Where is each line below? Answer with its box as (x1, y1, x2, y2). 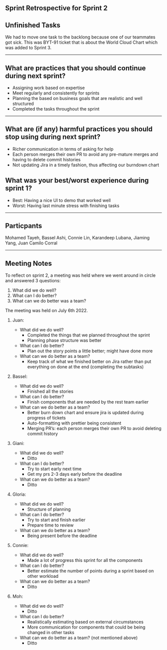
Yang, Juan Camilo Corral (5, 240, 58, 246)
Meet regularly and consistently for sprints (12, 90, 99, 96)
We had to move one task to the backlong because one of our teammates (5, 34, 156, 40)
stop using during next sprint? (5, 133, 101, 141)
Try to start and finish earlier (27, 517, 85, 523)
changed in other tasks (27, 630, 75, 636)
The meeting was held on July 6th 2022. (5, 308, 88, 314)
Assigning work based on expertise (12, 85, 85, 91)
